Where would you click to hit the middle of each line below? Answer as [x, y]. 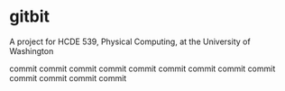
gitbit [30, 17]
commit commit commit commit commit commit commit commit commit [142, 68]
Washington [32, 50]
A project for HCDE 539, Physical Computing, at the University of [130, 41]
